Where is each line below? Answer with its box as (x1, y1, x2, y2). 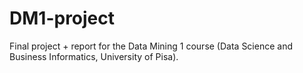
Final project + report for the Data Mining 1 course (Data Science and (9, 40, 293, 52)
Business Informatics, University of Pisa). (9, 50, 179, 62)
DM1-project (9, 7, 116, 30)
